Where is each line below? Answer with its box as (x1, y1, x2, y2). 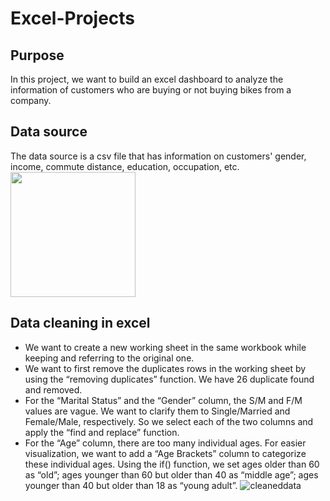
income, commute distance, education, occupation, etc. (10, 160, 240, 172)
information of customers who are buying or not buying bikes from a (10, 84, 292, 96)
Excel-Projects (10, 7, 136, 30)
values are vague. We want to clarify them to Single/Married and (24, 405, 291, 417)
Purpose (10, 47, 65, 64)
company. (10, 95, 52, 106)
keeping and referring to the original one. (24, 352, 195, 364)
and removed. (24, 383, 83, 396)
